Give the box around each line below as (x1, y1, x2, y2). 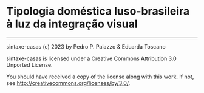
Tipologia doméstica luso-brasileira (6, 4, 190, 18)
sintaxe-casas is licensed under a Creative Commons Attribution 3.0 (6, 55, 177, 62)
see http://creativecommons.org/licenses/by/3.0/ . (6, 79, 131, 86)
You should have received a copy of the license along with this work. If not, (6, 73, 194, 80)
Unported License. (6, 61, 53, 68)
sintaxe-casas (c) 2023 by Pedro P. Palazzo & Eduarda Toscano (6, 43, 166, 50)
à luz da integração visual (6, 17, 138, 31)
